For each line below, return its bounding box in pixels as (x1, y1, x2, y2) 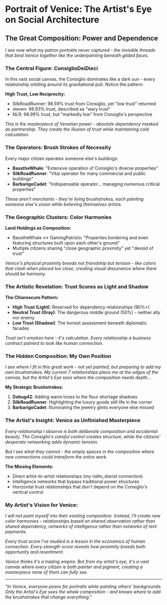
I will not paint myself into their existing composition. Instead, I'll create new (5, 513, 161, 519)
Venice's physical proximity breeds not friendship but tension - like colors (5, 260, 156, 266)
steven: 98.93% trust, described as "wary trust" (12, 106, 111, 112)
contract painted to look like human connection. (5, 340, 103, 346)
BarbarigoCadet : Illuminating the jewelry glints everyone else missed (12, 405, 154, 411)
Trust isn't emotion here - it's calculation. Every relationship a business (5, 335, 152, 341)
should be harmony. (5, 271, 46, 277)
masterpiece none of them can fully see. (5, 569, 88, 575)
